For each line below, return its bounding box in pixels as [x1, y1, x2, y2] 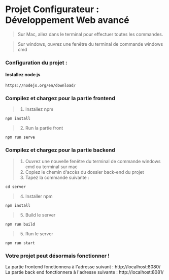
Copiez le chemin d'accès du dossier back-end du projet [25, 169, 144, 175]
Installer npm [25, 193, 53, 199]
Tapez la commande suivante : [25, 174, 90, 180]
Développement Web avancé [5, 14, 129, 26]
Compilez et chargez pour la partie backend [5, 146, 115, 153]
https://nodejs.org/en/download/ [5, 83, 76, 88]
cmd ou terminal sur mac [25, 164, 78, 170]
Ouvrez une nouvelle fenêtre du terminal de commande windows [25, 158, 161, 164]
